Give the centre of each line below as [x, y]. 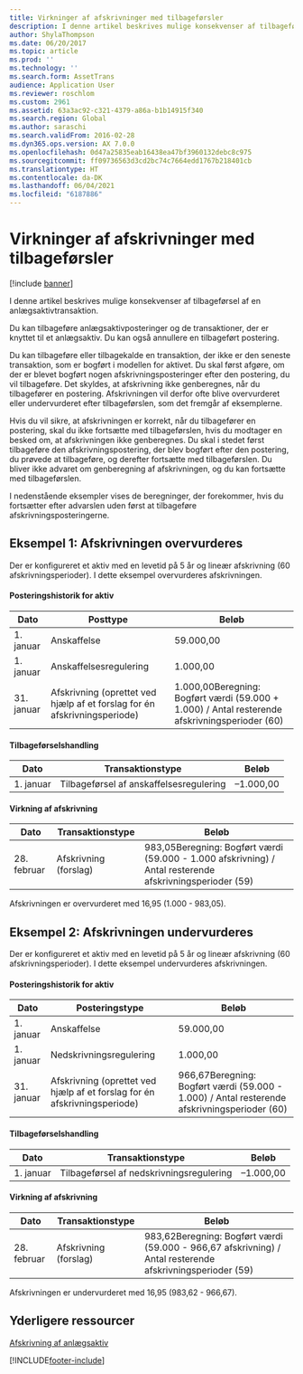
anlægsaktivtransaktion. [54, 310]
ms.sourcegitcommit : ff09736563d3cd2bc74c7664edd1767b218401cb [131, 161]
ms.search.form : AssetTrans [62, 77]
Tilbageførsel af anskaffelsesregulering [143, 784]
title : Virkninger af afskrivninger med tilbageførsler [116, 18]
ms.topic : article [44, 52]
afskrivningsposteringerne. [60, 515]
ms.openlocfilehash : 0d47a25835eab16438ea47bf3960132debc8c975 [131, 152]
